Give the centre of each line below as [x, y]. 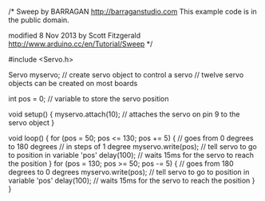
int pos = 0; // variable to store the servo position [89, 99]
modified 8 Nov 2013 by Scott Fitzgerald [75, 35]
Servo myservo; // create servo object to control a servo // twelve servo [126, 75]
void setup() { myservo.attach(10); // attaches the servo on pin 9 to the [124, 114]
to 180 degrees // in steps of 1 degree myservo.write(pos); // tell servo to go [132, 146]
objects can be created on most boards [73, 83]
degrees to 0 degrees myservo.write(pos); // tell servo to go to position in [129, 172]
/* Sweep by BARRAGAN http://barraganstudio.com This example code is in [132, 12]
